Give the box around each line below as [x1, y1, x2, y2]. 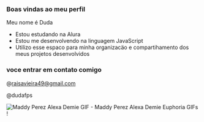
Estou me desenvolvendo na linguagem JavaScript [15, 37, 143, 45]
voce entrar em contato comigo [6, 66, 102, 74]
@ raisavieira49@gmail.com [6, 79, 76, 87]
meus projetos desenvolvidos [15, 50, 90, 58]
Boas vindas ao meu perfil [6, 5, 86, 13]
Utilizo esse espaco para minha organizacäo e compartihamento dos [15, 44, 189, 51]
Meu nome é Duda [6, 19, 53, 26]
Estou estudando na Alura [15, 31, 81, 38]
